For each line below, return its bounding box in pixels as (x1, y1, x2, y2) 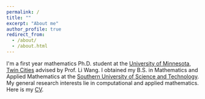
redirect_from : (6, 32, 45, 38)
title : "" (6, 15, 32, 21)
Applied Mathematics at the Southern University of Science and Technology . (6, 73, 199, 80)
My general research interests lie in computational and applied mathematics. (6, 79, 199, 86)
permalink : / (6, 9, 40, 15)
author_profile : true (6, 26, 62, 32)
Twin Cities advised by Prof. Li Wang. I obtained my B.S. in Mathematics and (6, 66, 198, 73)
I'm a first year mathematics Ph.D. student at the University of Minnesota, (6, 59, 192, 67)
